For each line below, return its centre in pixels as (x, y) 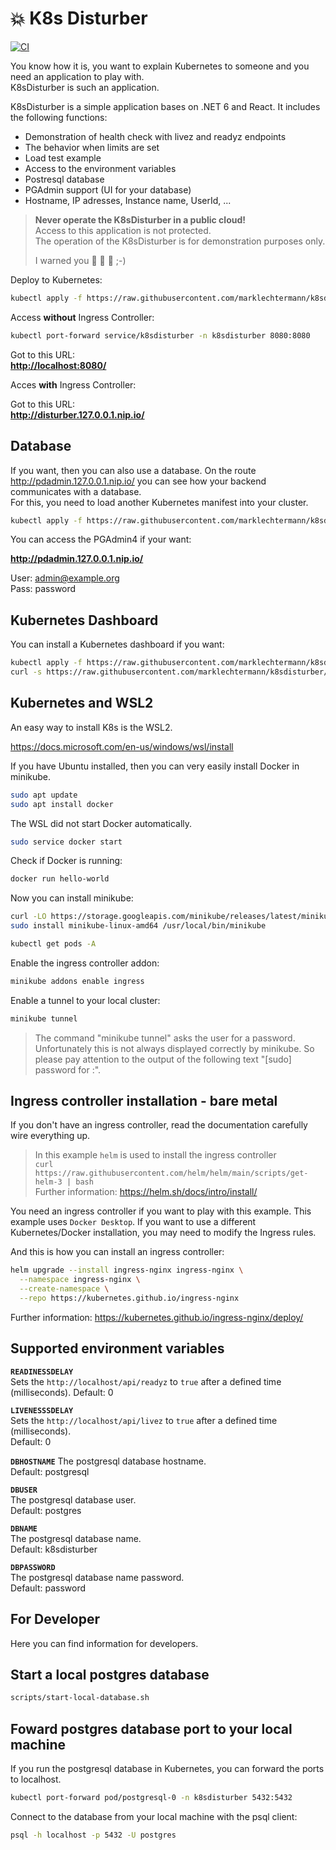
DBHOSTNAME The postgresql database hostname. (108, 1461)
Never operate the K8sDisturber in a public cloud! (140, 219)
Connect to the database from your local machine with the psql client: (154, 1816)
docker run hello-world (60, 879)
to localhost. (36, 1779)
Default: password (48, 1588)
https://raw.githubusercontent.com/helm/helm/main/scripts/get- (171, 1173)
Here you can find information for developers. (104, 1643)
